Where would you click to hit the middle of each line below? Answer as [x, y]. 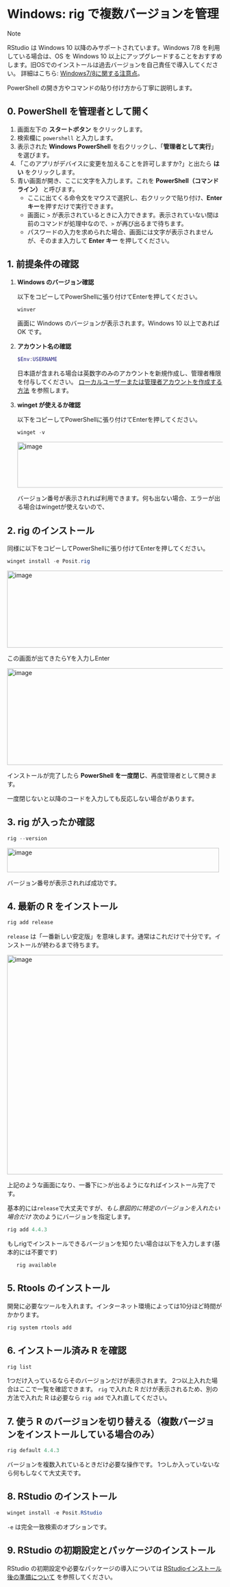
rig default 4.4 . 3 [33, 1451]
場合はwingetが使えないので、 [65, 507]
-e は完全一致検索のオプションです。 [59, 1527]
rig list [20, 1367]
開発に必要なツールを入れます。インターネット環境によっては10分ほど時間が [115, 1306]
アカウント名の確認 [44, 346]
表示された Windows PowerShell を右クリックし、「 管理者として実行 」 [117, 146]
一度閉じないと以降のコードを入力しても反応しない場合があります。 [103, 798]
